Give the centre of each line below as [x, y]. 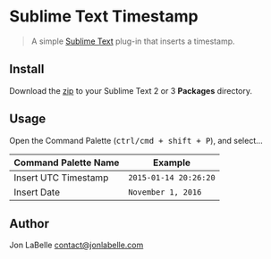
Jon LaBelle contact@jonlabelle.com [76, 245]
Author [29, 224]
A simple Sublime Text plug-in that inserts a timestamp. [133, 41]
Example [171, 163]
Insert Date [37, 192]
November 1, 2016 [165, 192]
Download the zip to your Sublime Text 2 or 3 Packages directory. [131, 90]
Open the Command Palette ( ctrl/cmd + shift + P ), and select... [136, 140]
